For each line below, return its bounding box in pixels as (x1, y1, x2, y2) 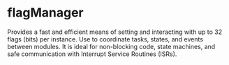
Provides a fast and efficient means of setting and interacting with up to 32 (7, 28, 222, 36)
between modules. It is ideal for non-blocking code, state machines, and (7, 42, 216, 50)
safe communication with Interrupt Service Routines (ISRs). (7, 50, 177, 58)
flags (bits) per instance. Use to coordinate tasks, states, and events (7, 35, 204, 43)
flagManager (7, 5, 84, 21)
